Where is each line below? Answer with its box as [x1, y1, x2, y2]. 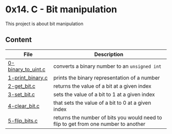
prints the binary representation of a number [53, 74, 160, 81]
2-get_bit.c [8, 82, 36, 89]
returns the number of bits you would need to [53, 114, 162, 121]
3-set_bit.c [8, 91, 35, 98]
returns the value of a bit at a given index [53, 82, 152, 89]
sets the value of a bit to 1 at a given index [53, 91, 155, 98]
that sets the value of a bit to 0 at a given [53, 99, 152, 106]
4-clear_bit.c [8, 102, 40, 109]
